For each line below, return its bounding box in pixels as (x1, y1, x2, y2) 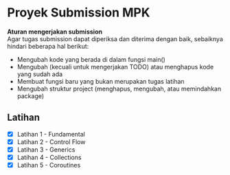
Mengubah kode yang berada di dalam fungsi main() (16, 55, 166, 63)
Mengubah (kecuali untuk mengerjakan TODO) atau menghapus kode (16, 62, 214, 71)
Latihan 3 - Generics (16, 145, 76, 154)
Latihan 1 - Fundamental (16, 130, 86, 138)
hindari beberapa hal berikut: (7, 42, 89, 50)
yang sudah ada (16, 70, 63, 78)
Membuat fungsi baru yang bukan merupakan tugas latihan (16, 77, 185, 85)
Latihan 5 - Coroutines (16, 161, 81, 169)
